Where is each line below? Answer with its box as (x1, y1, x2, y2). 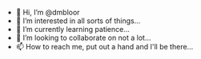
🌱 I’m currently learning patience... (15, 25, 131, 33)
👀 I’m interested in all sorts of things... (15, 16, 141, 26)
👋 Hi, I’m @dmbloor (15, 8, 80, 17)
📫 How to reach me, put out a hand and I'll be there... (15, 42, 194, 51)
